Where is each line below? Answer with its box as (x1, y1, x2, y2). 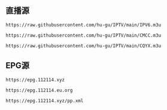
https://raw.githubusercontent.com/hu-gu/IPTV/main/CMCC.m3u (5, 32, 162, 38)
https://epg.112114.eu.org (5, 87, 73, 93)
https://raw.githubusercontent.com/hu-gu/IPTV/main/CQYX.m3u (5, 42, 162, 49)
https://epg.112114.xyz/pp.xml (5, 97, 84, 103)
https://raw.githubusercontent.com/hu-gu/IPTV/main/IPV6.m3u (5, 22, 162, 28)
